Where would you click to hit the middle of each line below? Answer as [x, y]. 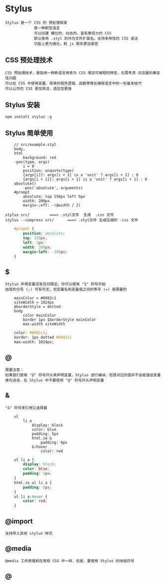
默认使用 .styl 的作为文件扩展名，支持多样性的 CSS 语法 [86, 38]
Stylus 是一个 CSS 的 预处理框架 [36, 23]
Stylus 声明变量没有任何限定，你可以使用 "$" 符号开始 [55, 284]
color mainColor [40, 316]
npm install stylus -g [28, 117]
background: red [40, 158]
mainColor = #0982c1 [35, 298]
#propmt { [24, 229]
